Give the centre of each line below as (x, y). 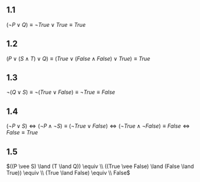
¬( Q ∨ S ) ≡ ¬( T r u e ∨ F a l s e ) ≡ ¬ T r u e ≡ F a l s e (61, 92)
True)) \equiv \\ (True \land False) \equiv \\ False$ (68, 173)
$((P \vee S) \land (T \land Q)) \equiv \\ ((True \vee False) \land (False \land (100, 166)
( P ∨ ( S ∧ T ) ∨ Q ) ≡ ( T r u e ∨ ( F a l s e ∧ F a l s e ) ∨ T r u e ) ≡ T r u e (78, 58)
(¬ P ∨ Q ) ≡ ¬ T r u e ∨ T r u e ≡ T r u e (46, 24)
